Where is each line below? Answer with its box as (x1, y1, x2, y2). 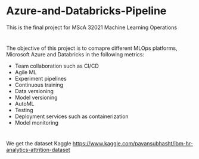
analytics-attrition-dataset (6, 147, 70, 154)
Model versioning (14, 94, 58, 101)
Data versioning (14, 88, 54, 95)
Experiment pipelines (14, 75, 67, 82)
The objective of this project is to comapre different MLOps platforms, (6, 44, 178, 52)
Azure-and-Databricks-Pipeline (6, 4, 167, 18)
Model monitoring (14, 119, 58, 126)
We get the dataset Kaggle (6, 140, 71, 147)
